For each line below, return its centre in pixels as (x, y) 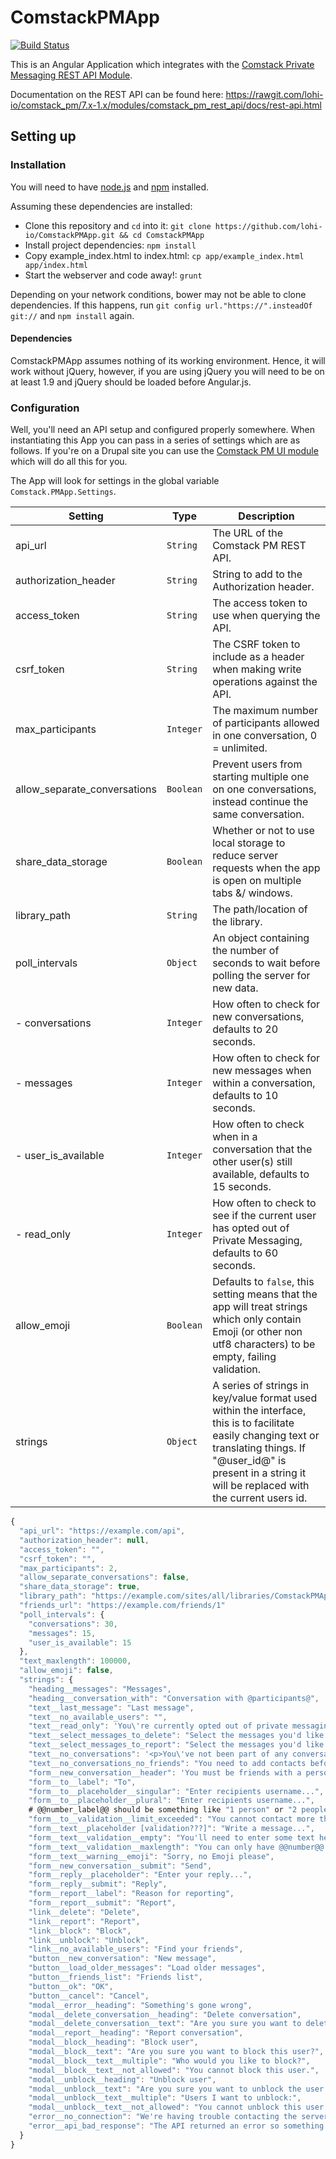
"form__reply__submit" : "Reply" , (98, 1884)
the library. (237, 922)
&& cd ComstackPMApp (162, 235)
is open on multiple (257, 881)
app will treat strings (260, 1307)
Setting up (43, 136)
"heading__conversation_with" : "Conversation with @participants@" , (174, 1698)
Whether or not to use (263, 831)
